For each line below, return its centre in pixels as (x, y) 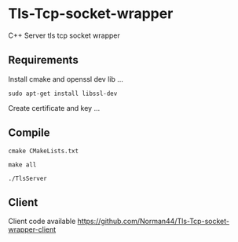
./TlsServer (27, 178)
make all (22, 165)
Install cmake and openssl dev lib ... (66, 79)
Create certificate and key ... (54, 108)
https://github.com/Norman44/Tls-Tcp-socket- (154, 222)
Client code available (42, 222)
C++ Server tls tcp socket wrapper (64, 35)
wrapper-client (32, 229)
